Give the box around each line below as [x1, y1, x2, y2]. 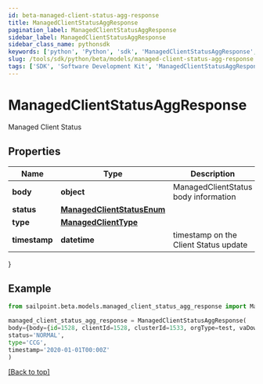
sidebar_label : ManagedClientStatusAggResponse [8, 33, 167, 42]
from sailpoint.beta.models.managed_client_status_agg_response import [8, 302, 247, 310]
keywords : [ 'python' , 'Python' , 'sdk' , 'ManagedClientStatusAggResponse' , [8, 48, 258, 56]
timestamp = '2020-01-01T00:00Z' [8, 346, 110, 353]
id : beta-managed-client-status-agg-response [8, 11, 159, 20]
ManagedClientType [60, 216, 139, 227]
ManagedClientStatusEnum [60, 204, 166, 215]
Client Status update [172, 239, 248, 250]
